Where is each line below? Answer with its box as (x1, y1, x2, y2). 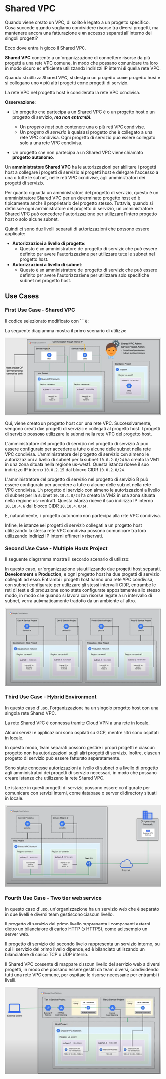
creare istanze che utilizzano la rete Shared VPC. (5, 775, 105, 781)
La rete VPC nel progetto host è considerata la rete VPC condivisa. (5, 89, 141, 95)
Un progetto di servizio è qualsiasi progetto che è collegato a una (19, 129, 153, 135)
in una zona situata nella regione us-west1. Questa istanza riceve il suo (5, 462, 149, 467)
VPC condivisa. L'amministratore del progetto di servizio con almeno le (5, 451, 149, 457)
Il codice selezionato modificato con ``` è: (5, 318, 89, 324)
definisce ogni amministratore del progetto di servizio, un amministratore (5, 205, 153, 211)
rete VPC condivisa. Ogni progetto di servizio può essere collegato (19, 134, 156, 140)
